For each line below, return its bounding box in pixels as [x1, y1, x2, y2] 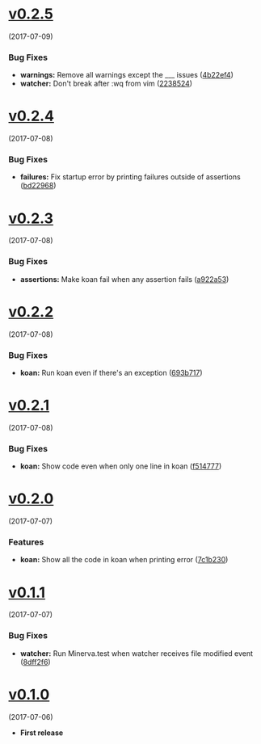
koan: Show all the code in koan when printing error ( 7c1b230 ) [19, 555, 229, 565]
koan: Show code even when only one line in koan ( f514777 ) [19, 461, 222, 471]
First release [19, 728, 64, 738]
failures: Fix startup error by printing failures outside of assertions [19, 172, 241, 182]
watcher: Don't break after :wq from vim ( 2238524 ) [19, 78, 192, 89]
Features [8, 536, 44, 548]
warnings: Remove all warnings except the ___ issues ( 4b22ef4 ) [19, 70, 234, 80]
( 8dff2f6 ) [19, 657, 51, 666]
